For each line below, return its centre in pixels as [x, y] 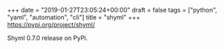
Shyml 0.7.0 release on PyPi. [48, 38]
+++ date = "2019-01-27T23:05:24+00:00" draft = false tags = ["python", [112, 10]
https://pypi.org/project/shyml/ [51, 24]
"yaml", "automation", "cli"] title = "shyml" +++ [74, 17]
